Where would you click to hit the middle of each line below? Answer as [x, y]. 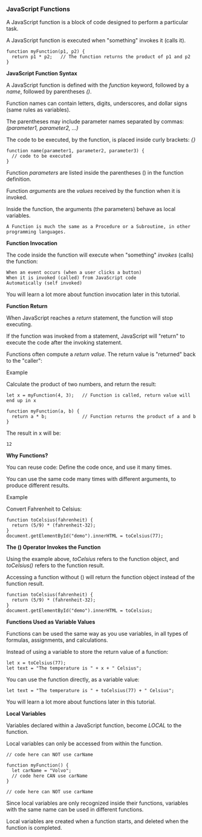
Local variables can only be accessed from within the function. [85, 744]
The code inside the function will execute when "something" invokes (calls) [100, 255]
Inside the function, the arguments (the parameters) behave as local [91, 209]
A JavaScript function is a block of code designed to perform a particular [97, 22]
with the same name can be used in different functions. [75, 810]
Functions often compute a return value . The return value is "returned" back [101, 354]
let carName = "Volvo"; [41, 771]
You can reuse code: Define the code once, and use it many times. [89, 467]
